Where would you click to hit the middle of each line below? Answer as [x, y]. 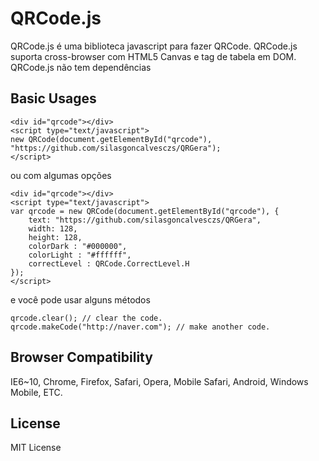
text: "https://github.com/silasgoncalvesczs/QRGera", [145, 220]
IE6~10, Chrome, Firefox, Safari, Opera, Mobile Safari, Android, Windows [159, 381]
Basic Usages [53, 98]
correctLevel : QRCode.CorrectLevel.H [109, 263]
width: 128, [53, 228]
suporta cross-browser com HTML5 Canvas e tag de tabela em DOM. [153, 56]
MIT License [36, 448]
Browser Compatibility [81, 357]
